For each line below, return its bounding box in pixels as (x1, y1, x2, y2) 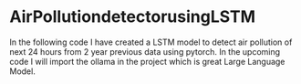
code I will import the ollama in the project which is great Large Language (9, 56, 285, 67)
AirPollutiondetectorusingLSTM (9, 6, 256, 27)
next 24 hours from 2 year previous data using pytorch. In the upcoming (9, 46, 281, 57)
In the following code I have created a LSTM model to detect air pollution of (9, 37, 293, 47)
